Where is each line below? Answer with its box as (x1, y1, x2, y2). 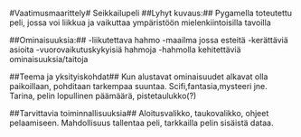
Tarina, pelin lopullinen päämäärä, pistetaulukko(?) (9, 90, 197, 101)
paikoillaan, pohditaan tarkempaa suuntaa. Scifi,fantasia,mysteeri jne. (9, 81, 268, 91)
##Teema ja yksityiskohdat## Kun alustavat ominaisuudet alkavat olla (9, 71, 268, 82)
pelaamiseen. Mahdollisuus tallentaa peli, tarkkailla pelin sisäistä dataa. (9, 117, 274, 128)
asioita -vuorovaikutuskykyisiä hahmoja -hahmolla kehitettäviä (9, 44, 241, 55)
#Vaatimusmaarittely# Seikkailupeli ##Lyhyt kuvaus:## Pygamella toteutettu (9, 8, 292, 18)
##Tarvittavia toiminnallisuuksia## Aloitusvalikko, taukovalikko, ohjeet (9, 108, 269, 118)
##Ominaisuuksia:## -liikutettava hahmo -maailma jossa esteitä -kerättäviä (9, 35, 289, 45)
